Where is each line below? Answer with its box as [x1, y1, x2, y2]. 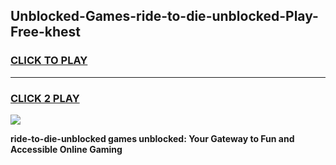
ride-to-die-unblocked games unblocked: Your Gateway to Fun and [10, 132, 295, 144]
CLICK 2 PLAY [10, 91, 80, 105]
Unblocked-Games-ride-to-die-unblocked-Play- [10, 8, 319, 25]
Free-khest [10, 24, 82, 41]
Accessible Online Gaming [10, 143, 123, 155]
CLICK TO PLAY [10, 54, 88, 68]
